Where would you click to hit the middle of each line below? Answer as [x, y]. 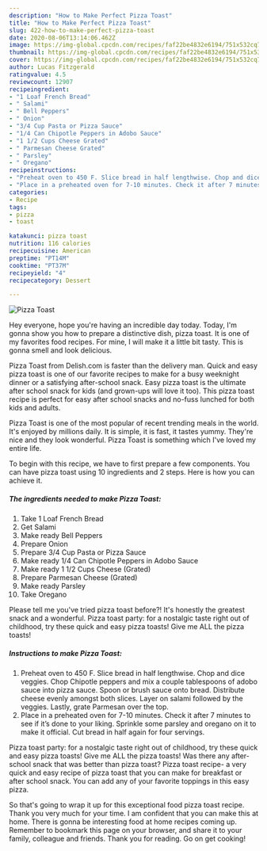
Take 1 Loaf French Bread [62, 519]
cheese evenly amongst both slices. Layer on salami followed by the [132, 699]
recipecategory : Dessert [50, 280]
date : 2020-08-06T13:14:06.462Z [62, 38]
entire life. [25, 448]
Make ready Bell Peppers [61, 536]
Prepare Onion [44, 544]
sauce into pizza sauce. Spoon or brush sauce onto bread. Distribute [132, 690]
